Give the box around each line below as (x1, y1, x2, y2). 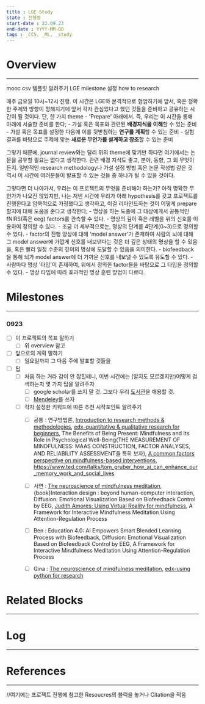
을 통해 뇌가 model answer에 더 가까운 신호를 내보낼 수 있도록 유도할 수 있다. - (6, 253, 193, 261)
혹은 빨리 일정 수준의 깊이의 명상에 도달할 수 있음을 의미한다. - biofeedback (14, 245, 194, 253)
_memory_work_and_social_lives (33, 470, 115, 477)
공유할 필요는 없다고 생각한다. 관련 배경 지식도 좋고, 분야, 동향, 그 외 (17, 156, 178, 164)
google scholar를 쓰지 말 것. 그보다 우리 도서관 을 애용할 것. (33, 388, 175, 395)
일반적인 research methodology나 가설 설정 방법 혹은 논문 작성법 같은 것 (19, 164, 193, 172)
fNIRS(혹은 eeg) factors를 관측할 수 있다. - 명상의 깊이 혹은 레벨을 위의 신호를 (6, 215, 192, 223)
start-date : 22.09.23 (6, 20, 64, 26)
